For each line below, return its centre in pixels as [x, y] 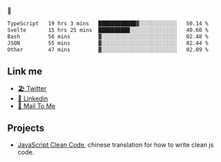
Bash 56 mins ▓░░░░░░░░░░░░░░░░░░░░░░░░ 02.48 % [108, 36]
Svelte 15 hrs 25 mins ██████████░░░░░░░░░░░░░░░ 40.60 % [108, 30]
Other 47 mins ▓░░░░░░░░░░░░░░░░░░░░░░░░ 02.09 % [108, 50]
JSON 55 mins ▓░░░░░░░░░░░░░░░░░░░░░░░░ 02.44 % [108, 43]
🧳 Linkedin [33, 98]
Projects [26, 128]
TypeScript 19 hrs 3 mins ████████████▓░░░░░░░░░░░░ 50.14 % [108, 24]
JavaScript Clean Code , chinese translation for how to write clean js [115, 145]
